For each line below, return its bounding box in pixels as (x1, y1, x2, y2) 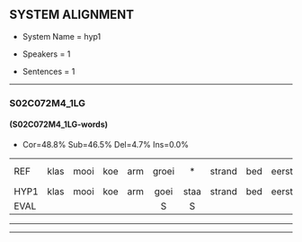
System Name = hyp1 (22, 31, 102, 41)
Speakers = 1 (22, 49, 71, 59)
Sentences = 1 (22, 66, 75, 76)
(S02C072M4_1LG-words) (9, 119, 109, 130)
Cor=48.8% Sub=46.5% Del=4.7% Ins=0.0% (22, 139, 189, 149)
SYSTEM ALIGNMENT (9, 7, 135, 22)
